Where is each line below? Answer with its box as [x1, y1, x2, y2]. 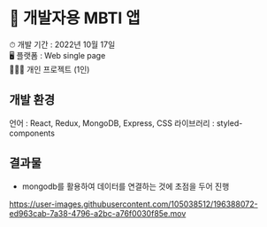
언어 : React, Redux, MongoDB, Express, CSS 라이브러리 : [9, 117, 215, 129]
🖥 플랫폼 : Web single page [9, 50, 106, 60]
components [9, 128, 56, 138]
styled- [216, 117, 243, 129]
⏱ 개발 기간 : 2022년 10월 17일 [9, 39, 116, 50]
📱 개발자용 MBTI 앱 [9, 8, 141, 28]
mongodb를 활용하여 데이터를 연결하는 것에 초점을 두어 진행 [21, 181, 230, 192]
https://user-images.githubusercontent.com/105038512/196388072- [9, 199, 258, 209]
